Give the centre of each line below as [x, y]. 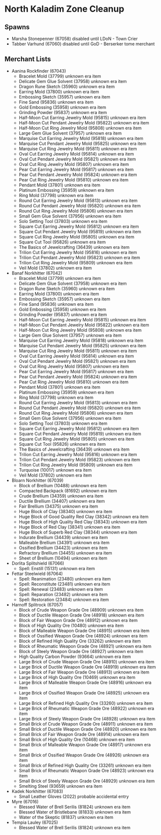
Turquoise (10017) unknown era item [55, 470]
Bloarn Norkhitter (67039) [37, 480]
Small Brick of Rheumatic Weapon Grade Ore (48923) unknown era [86, 770]
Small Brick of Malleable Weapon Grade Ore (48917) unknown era [85, 744]
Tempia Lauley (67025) [35, 822]
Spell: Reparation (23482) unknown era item [63, 594]
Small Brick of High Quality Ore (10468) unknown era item [77, 739]
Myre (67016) [25, 801]
